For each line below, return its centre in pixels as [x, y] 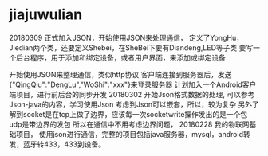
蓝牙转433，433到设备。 [64, 144]
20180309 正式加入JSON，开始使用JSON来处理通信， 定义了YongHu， [126, 37]
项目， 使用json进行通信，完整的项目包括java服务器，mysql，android [130, 134]
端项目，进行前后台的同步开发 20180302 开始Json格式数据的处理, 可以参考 [132, 94]
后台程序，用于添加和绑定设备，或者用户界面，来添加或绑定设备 [120, 57]
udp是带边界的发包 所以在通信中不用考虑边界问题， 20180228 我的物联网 [129, 124]
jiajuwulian [46, 15]
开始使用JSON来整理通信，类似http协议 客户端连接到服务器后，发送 [120, 74]
